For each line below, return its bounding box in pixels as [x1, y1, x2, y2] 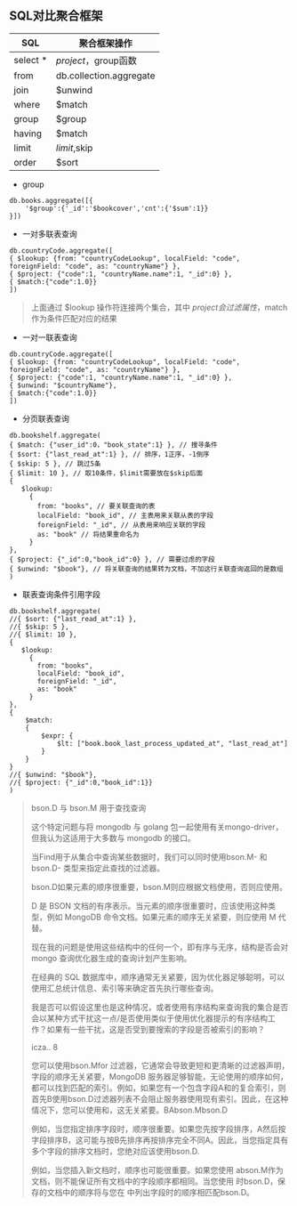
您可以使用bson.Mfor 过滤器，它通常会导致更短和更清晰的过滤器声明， [30, 1060, 290, 1071]
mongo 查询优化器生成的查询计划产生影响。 [30, 952, 192, 963]
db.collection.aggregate [56, 69, 156, 82]
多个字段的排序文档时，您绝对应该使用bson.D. [30, 1145, 200, 1156]
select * [13, 53, 48, 66]
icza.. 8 [30, 1041, 59, 1052]
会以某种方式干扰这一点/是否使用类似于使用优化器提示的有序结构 [30, 1013, 269, 1024]
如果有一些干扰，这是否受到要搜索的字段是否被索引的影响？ [46, 1024, 265, 1034]
